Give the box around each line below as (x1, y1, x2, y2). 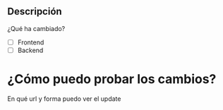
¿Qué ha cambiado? (7, 24, 66, 32)
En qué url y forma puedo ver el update (7, 94, 121, 103)
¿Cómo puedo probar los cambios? (7, 71, 217, 87)
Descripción (7, 6, 62, 18)
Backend (17, 46, 44, 54)
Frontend (17, 38, 44, 47)
